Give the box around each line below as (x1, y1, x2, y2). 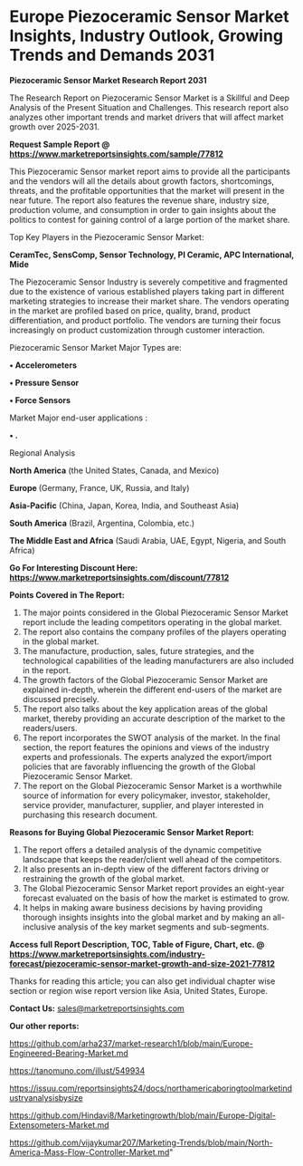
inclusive (22, 921, 56, 932)
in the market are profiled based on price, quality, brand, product (9, 305, 251, 316)
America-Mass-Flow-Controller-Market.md (9, 1146, 170, 1157)
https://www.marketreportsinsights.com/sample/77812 (9, 148, 224, 159)
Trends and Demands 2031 (9, 45, 215, 65)
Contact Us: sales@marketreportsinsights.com (9, 1003, 185, 1014)
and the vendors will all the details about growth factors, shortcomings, (9, 175, 274, 187)
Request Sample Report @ (9, 139, 110, 149)
